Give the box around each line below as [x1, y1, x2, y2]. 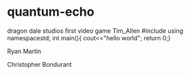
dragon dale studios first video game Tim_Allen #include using [7, 27, 184, 35]
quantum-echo [7, 4, 95, 20]
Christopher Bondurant [7, 60, 72, 68]
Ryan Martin [7, 47, 42, 55]
